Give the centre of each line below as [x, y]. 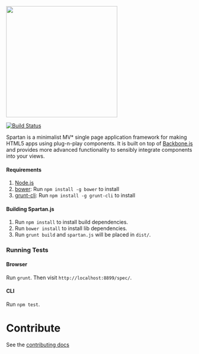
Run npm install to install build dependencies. [71, 222]
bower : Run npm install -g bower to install [67, 189]
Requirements [24, 170]
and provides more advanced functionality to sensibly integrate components [99, 150]
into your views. [25, 156]
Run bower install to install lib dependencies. [71, 228]
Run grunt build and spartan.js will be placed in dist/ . [83, 235]
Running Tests [27, 250]
